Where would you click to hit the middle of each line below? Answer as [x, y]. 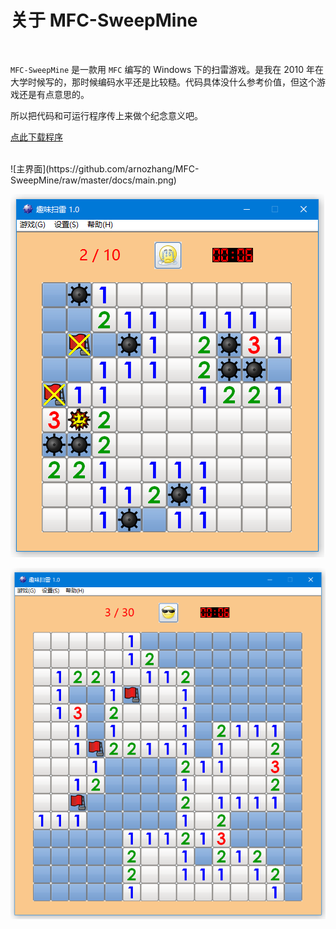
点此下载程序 [36, 137]
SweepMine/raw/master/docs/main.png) [93, 180]
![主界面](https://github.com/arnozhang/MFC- [105, 168]
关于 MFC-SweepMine [104, 20]
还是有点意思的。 [54, 94]
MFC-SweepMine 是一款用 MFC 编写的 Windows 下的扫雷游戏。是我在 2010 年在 [167, 69]
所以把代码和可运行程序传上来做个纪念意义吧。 [106, 115]
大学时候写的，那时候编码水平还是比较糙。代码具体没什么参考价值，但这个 [163, 82]
